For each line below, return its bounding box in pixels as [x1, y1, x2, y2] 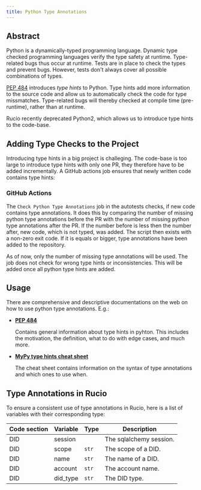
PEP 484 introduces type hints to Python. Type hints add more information [6, 84, 190, 91]
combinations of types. [6, 73, 64, 80]
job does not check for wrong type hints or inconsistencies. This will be [6, 259, 183, 266]
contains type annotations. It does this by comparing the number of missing [6, 209, 194, 216]
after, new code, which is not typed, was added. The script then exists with [6, 228, 192, 235]
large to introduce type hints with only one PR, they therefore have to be [6, 161, 184, 168]
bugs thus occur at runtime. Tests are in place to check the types [25, 60, 186, 67]
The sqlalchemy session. [104, 435, 175, 444]
